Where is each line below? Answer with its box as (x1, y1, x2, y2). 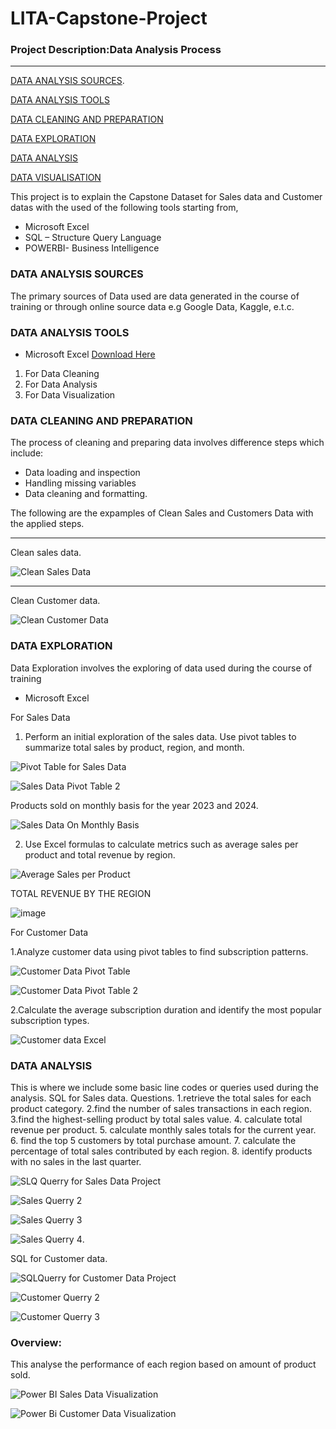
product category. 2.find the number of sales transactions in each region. (10, 1102, 312, 1114)
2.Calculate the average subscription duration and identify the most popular (10, 1003, 322, 1016)
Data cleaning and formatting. (24, 488, 148, 500)
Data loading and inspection (24, 467, 141, 479)
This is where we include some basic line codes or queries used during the (10, 1081, 319, 1093)
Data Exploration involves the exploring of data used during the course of (10, 662, 313, 674)
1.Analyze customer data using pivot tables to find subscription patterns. (10, 945, 309, 957)
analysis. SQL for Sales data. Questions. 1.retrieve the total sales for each (10, 1092, 312, 1104)
